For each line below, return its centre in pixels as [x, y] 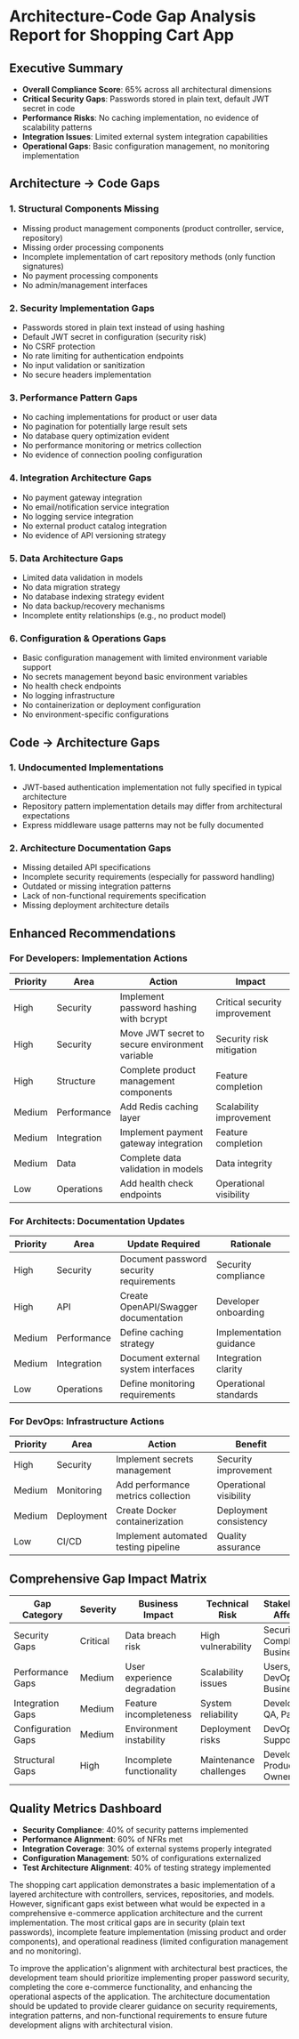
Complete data [150, 1157]
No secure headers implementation [87, 375]
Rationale [251, 1245]
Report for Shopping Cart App [121, 35]
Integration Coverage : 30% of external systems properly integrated [147, 1849]
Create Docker [146, 1511]
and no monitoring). [45, 1951]
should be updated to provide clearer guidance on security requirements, [143, 2006]
